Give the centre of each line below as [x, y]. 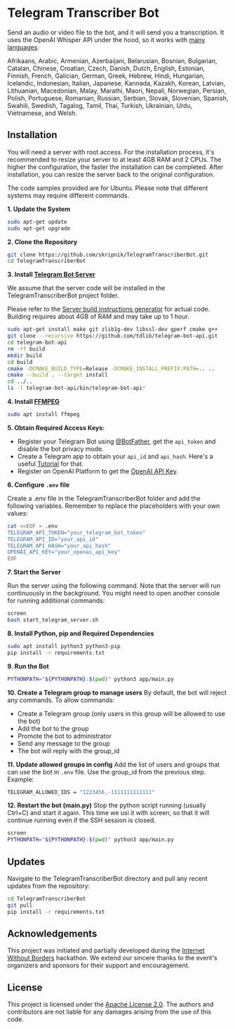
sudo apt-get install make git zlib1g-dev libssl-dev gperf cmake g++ [113, 330]
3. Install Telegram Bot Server [52, 274]
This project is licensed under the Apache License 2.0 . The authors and [110, 1004]
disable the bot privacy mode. [60, 449]
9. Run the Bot [28, 666]
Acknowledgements [52, 933]
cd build [20, 362]
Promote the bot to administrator [65, 736]
